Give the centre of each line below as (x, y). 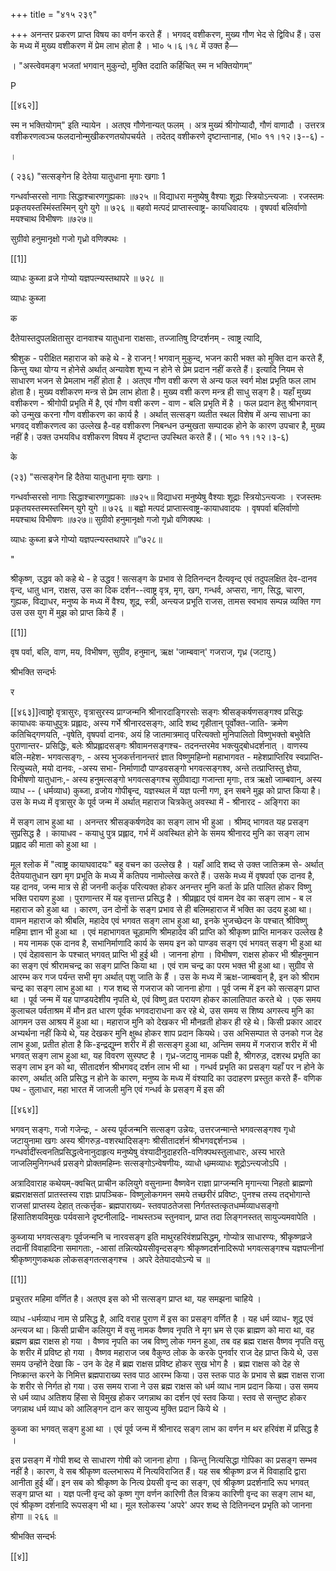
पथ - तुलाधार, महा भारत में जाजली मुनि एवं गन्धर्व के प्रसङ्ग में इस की (117, 1089)
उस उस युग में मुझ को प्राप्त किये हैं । (67, 612)
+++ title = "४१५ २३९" (54, 14)
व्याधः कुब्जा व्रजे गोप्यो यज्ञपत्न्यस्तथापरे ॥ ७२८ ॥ (87, 278)
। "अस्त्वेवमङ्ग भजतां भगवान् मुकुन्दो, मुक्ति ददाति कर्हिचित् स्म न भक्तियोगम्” (131, 65)
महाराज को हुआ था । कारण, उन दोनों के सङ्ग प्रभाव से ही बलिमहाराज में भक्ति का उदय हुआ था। (161, 909)
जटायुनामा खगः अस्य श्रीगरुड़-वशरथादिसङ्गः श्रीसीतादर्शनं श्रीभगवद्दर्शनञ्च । (128, 1140)
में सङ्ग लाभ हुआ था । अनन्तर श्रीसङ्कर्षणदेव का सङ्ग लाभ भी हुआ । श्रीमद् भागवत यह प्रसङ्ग (159, 822)
